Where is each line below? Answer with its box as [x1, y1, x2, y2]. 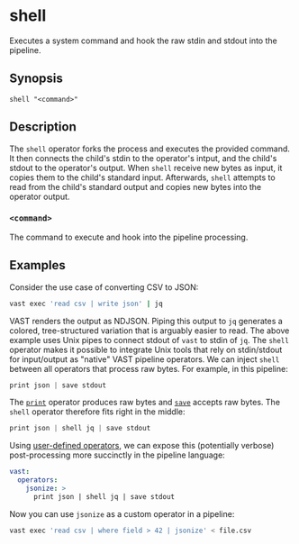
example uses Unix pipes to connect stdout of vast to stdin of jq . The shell [9, 334, 290, 345]
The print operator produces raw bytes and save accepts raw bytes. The [9, 397, 281, 408]
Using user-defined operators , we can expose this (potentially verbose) [9, 440, 275, 451]
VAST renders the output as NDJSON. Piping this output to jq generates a [9, 315, 284, 326]
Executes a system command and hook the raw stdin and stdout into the [9, 35, 277, 46]
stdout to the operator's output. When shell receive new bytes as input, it [9, 162, 283, 173]
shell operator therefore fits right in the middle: [9, 406, 186, 417]
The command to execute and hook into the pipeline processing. [9, 231, 249, 242]
